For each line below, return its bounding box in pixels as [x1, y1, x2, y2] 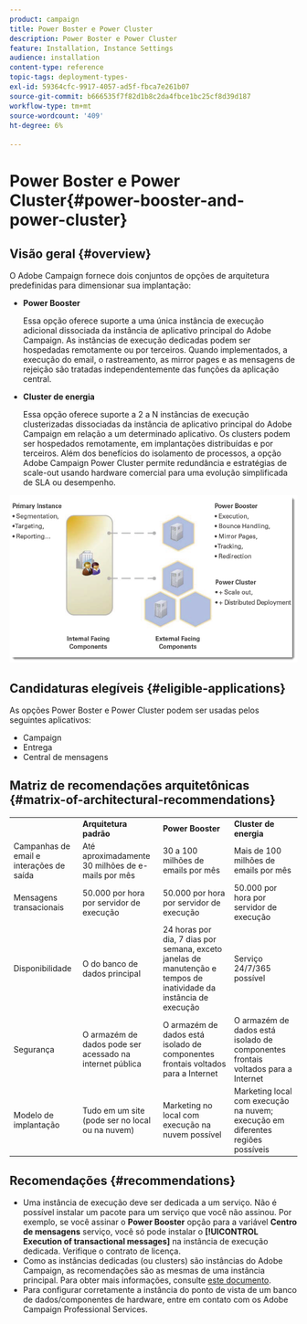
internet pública [81, 1058, 142, 1069]
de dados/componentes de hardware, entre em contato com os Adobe [22, 1294, 289, 1306]
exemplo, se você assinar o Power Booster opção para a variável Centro [22, 1216, 298, 1228]
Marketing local [233, 1086, 292, 1096]
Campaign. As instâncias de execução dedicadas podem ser [22, 334, 251, 346]
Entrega [22, 741, 53, 753]
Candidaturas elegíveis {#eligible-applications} [9, 681, 286, 696]
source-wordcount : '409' [9, 111, 104, 121]
